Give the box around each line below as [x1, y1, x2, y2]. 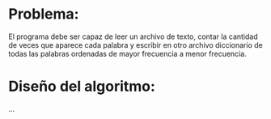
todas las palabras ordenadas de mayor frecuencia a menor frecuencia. [8, 49, 247, 58]
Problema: [8, 5, 79, 23]
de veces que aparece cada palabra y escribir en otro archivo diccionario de [8, 40, 263, 49]
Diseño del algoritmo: [8, 78, 156, 96]
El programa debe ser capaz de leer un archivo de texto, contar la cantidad [8, 32, 259, 41]
